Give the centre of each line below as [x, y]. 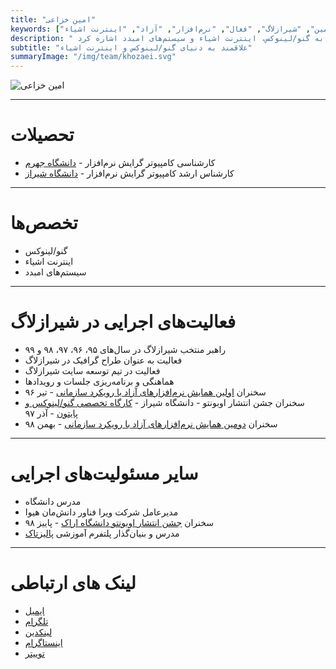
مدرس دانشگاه [53, 501]
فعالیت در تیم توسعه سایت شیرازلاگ [92, 370]
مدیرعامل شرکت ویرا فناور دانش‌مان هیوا [101, 512]
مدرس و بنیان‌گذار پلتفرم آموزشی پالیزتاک [102, 533]
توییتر [34, 653]
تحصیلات [42, 135]
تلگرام [36, 621]
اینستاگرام [43, 642]
